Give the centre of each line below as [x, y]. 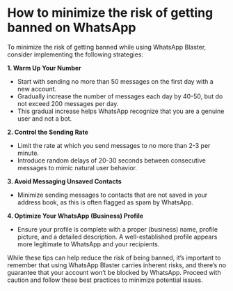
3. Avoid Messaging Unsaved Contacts [64, 181]
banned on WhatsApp [72, 28]
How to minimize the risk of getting [110, 13]
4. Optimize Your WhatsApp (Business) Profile [75, 216]
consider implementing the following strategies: [75, 54]
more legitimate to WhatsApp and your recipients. [88, 244]
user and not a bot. [45, 118]
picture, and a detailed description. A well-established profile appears [117, 237]
